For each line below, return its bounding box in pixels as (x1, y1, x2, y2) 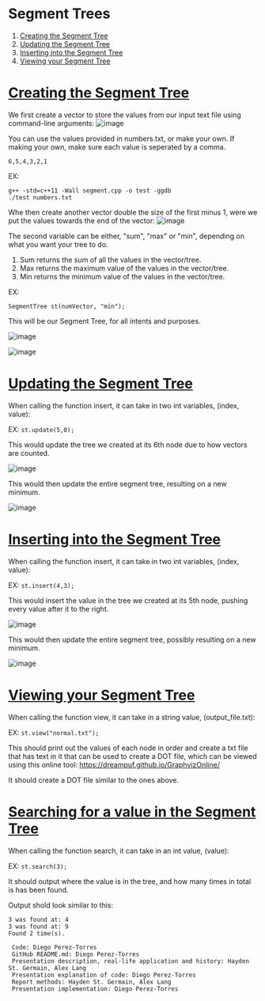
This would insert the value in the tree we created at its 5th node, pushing (8, 595, 248, 605)
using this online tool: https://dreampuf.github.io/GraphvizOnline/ (8, 760, 220, 769)
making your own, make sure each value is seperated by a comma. (8, 142, 226, 151)
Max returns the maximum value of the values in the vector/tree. (19, 263, 229, 273)
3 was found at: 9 (8, 923, 69, 931)
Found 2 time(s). (8, 929, 66, 938)
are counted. (8, 448, 50, 457)
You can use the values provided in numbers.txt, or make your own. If (8, 134, 235, 143)
